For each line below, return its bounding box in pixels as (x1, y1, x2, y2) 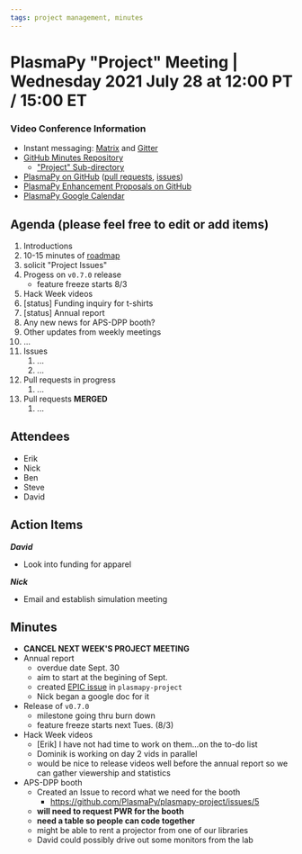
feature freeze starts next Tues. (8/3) (36, 720, 174, 731)
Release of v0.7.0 (22, 701, 90, 712)
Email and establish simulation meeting (22, 593, 168, 604)
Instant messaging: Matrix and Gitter (22, 143, 158, 154)
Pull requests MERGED (22, 393, 108, 404)
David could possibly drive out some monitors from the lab (36, 834, 254, 846)
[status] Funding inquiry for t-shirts (22, 298, 154, 309)
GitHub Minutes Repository (22, 152, 124, 163)
